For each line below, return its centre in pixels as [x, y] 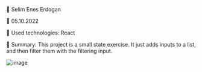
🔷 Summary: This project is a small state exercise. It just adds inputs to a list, [101, 44]
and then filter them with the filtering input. [59, 51]
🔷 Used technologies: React [41, 33]
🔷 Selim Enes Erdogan [34, 9]
